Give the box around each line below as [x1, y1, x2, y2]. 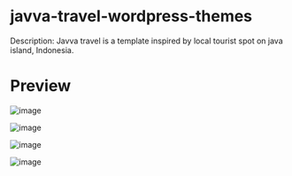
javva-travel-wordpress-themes [10, 6, 253, 27]
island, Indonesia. [10, 44, 74, 55]
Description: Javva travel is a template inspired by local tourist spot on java [10, 35, 284, 46]
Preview [10, 76, 72, 96]
